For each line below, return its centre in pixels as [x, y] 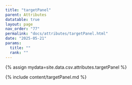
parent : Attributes [26, 15]
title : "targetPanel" [28, 10]
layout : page [19, 24]
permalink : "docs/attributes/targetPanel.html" [57, 34]
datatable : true [22, 19]
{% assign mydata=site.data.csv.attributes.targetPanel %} [66, 67]
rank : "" [19, 52]
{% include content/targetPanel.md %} [46, 77]
